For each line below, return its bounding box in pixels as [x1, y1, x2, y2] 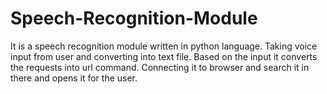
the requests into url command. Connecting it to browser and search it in [10, 61, 310, 73]
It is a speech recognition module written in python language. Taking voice [10, 40, 318, 52]
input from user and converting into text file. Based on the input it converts [10, 50, 318, 62]
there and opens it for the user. [10, 72, 138, 84]
